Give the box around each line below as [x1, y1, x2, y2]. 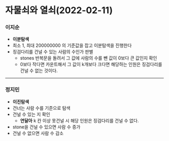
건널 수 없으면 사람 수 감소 [12, 130, 64, 136]
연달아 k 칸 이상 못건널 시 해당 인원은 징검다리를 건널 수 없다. [20, 117, 139, 123]
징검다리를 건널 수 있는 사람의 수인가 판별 [12, 49, 94, 55]
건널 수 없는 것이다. [20, 67, 58, 74]
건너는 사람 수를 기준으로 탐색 [12, 105, 70, 111]
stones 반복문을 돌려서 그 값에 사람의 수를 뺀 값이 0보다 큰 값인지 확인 [20, 55, 157, 61]
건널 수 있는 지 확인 [12, 111, 50, 117]
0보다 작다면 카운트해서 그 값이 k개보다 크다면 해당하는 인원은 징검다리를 [20, 61, 162, 67]
